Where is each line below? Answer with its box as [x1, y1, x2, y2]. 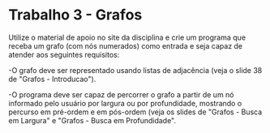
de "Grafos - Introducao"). [8, 74, 96, 84]
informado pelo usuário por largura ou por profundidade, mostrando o [8, 98, 242, 108]
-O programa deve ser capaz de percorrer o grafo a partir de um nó [8, 89, 234, 99]
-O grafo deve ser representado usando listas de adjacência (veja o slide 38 [8, 65, 263, 75]
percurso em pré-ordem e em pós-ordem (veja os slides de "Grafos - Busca [8, 107, 263, 117]
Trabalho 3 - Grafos [8, 6, 143, 24]
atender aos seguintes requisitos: [8, 49, 120, 59]
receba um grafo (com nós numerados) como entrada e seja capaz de [8, 41, 243, 50]
